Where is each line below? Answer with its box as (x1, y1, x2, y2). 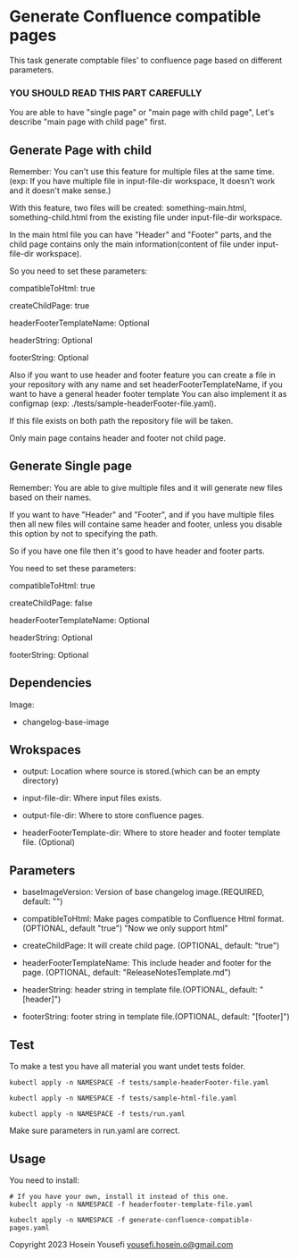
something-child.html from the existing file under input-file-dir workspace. (9, 212, 283, 223)
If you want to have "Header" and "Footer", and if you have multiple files (9, 509, 275, 520)
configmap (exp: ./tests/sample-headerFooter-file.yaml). (9, 398, 217, 409)
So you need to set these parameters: (9, 266, 148, 276)
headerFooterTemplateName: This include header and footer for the (21, 958, 272, 968)
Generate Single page (9, 459, 132, 474)
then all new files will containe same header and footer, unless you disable (9, 519, 283, 529)
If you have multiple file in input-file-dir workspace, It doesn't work (29, 176, 276, 187)
